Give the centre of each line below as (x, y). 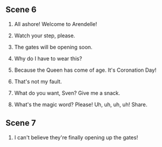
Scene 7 (21, 123)
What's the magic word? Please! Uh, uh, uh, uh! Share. (81, 104)
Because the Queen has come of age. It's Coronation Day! (85, 70)
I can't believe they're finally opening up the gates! (76, 137)
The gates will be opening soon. (53, 47)
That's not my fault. (38, 81)
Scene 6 (21, 10)
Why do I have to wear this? (48, 58)
